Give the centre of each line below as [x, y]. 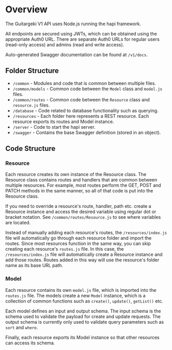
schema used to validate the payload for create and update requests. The [83, 316]
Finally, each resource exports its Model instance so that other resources [82, 337]
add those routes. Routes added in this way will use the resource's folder [82, 260]
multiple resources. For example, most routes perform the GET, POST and [83, 185]
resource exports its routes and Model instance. [63, 121]
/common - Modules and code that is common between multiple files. [84, 83]
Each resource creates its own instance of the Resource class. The [76, 174]
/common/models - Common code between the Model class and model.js [88, 89]
